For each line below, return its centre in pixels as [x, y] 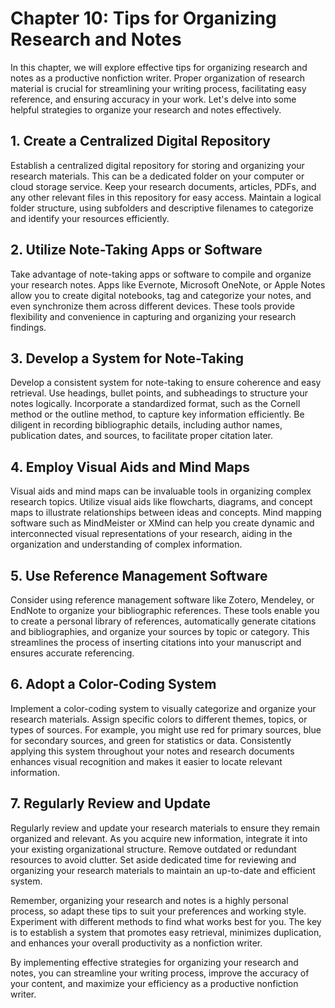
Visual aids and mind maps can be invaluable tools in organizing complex [161, 491]
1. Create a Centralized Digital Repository [140, 141]
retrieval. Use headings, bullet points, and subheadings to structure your [159, 393]
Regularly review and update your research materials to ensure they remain [165, 828]
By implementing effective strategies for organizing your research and [154, 962]
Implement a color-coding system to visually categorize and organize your [163, 708]
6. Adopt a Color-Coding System [113, 684]
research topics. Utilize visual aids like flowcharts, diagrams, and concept [161, 502]
